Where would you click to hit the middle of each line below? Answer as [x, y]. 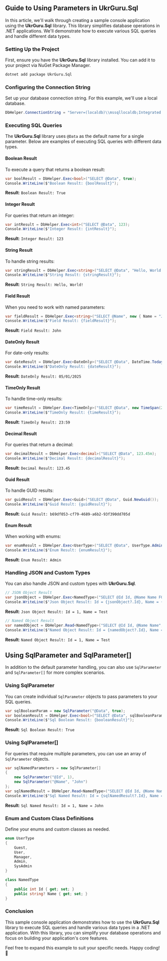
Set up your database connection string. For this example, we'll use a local [81, 98]
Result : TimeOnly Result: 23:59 [38, 422]
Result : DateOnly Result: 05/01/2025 [43, 376]
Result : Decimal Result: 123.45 [38, 468]
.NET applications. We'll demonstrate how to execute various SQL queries [81, 31]
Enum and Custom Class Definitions [49, 818]
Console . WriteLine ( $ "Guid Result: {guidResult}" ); [59, 504]
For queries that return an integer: [40, 215]
